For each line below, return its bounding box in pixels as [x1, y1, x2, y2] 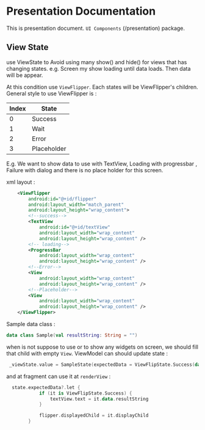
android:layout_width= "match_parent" [28, 202, 124, 208]
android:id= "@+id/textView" [38, 224, 111, 230]
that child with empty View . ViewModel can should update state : [6, 349, 168, 357]
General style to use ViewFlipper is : [6, 90, 97, 97]
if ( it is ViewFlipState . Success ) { [38, 390, 132, 396]
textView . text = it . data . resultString [49, 396, 149, 402]
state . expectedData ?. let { [12, 384, 81, 390]
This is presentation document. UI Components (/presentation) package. [6, 24, 185, 32]
